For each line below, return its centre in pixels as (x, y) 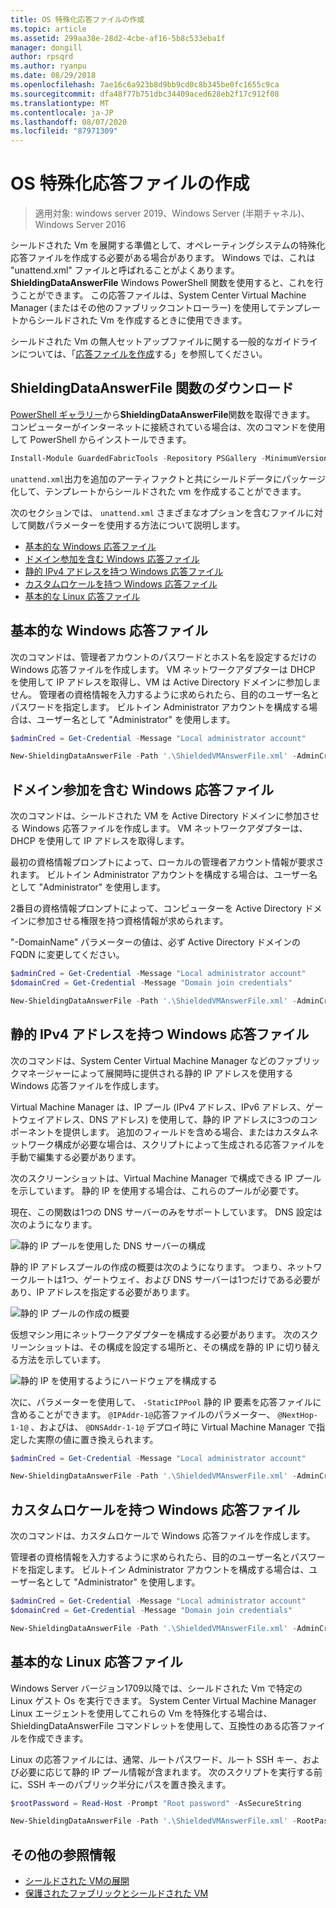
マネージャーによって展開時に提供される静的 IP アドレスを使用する (156, 1073)
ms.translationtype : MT (60, 103)
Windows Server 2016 (80, 225)
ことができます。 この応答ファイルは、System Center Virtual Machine (162, 295)
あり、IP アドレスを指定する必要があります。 (102, 1292)
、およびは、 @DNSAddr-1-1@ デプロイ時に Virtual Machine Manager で (173, 1427)
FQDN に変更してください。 (67, 955)
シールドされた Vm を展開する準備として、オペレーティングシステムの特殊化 (168, 245)
